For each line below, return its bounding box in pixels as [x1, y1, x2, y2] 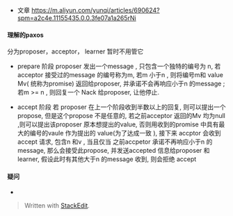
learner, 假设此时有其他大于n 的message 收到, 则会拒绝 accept [17, 155, 197, 163]
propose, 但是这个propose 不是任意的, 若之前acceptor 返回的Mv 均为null [17, 112, 226, 120]
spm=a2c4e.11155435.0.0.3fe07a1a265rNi [17, 14, 137, 22]
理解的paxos [7, 31, 44, 39]
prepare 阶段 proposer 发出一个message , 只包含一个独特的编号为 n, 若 [17, 62, 221, 71]
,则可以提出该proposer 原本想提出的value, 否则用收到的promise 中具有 [17, 120, 219, 128]
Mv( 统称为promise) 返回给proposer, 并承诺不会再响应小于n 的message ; [17, 79, 225, 88]
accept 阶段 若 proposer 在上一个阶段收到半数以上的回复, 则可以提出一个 [17, 103, 226, 111]
